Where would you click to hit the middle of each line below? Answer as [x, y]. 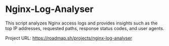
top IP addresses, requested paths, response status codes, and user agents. [85, 28]
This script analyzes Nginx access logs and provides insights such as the [81, 23]
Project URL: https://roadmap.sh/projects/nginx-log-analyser [69, 38]
